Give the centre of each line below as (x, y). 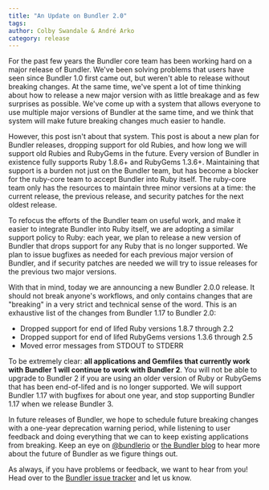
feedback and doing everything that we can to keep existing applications (128, 437)
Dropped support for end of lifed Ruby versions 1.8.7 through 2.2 (127, 329)
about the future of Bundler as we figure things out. (93, 454)
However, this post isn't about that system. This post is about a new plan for (134, 137)
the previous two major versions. (63, 272)
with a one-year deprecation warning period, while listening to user (120, 428)
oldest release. (33, 205)
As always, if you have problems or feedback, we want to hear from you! (128, 469)
